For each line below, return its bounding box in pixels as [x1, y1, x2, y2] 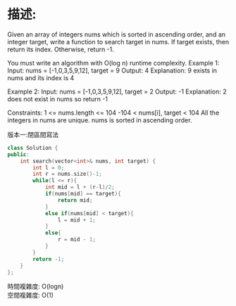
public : [7, 151, 30, 158]
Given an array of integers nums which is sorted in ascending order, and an [7, 30, 226, 39]
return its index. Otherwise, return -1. [7, 45, 115, 53]
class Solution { [7, 144, 58, 151]
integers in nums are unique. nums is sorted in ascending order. [7, 115, 192, 124]
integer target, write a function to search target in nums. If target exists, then [7, 37, 230, 46]
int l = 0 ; [32, 164, 65, 171]
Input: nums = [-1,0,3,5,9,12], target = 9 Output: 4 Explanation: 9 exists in [7, 66, 217, 75]
